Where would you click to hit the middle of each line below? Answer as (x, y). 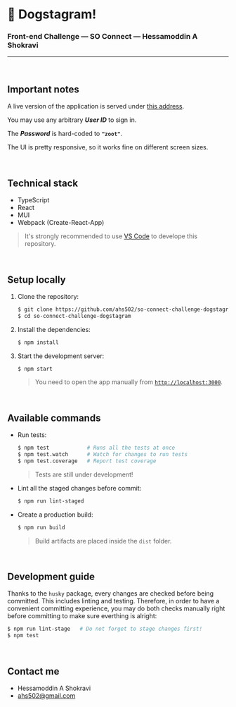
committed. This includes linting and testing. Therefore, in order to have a (113, 601)
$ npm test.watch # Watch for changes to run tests (103, 455)
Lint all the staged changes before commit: (79, 488)
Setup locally (37, 279)
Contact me (33, 671)
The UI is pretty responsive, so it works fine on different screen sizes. (108, 147)
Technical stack (43, 183)
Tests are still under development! (84, 474)
